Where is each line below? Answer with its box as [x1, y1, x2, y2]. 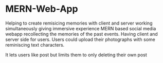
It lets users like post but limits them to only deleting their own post [5, 52, 148, 58]
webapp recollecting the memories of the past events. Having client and [5, 31, 158, 37]
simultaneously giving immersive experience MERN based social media [5, 25, 156, 31]
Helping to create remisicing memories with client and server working [5, 20, 153, 26]
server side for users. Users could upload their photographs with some [5, 36, 156, 43]
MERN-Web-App [5, 3, 78, 15]
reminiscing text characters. [5, 41, 65, 48]
